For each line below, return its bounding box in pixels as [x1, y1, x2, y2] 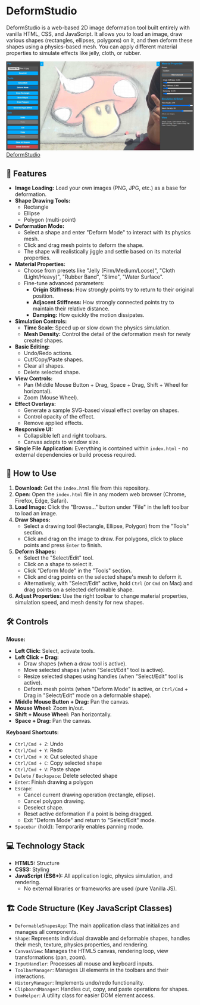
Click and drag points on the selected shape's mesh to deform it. [23, 573, 183, 581]
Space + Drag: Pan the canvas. [14, 717, 92, 724]
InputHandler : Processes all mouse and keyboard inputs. [14, 960, 154, 967]
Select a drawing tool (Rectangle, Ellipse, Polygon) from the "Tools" [23, 522, 189, 530]
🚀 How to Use [6, 468, 57, 479]
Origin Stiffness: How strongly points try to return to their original [32, 286, 194, 293]
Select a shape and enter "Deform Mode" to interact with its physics [23, 228, 191, 236]
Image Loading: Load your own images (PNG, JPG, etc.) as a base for [14, 184, 186, 191]
